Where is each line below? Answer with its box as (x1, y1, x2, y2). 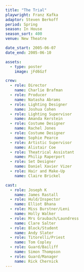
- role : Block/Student (10, 225, 58, 231)
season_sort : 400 (5, 31, 43, 36)
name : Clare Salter (14, 221, 56, 226)
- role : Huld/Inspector (10, 197, 60, 202)
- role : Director (10, 83, 47, 88)
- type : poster (10, 64, 43, 69)
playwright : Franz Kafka (5, 12, 58, 17)
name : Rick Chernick (14, 259, 58, 264)
